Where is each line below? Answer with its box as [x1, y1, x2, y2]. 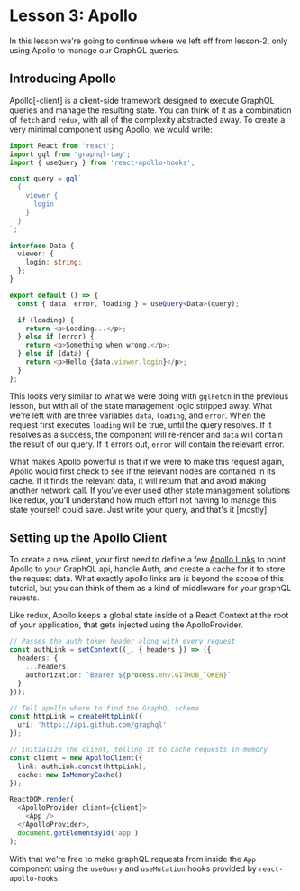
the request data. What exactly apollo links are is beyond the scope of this [9, 573, 285, 584]
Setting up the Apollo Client [9, 530, 168, 546]
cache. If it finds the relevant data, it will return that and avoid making [9, 475, 267, 486]
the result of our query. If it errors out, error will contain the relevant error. [9, 439, 286, 450]
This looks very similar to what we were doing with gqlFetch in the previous [9, 390, 289, 402]
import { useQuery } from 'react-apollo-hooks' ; [9, 158, 195, 167]
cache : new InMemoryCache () [17, 770, 123, 779]
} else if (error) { [17, 332, 95, 341]
